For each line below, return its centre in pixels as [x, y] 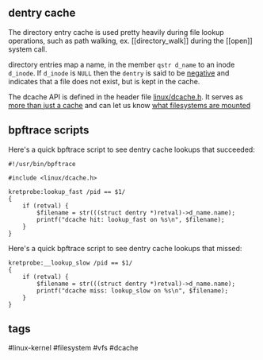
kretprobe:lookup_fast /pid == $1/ [67, 192]
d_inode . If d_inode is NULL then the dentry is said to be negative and [119, 73]
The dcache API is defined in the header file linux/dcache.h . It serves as [126, 97]
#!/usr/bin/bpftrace [42, 164]
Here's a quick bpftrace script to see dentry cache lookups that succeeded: [131, 149]
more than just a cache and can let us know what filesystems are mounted [130, 105]
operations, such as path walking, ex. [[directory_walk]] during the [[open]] [131, 41]
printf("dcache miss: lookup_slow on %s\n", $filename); [132, 290]
